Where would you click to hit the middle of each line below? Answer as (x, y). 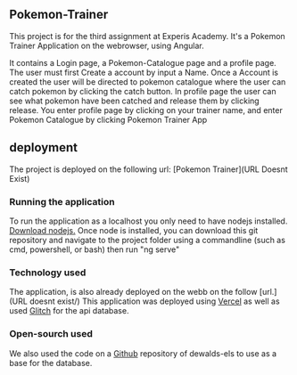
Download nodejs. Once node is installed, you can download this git (134, 230)
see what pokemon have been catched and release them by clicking (135, 101)
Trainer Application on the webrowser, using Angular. (107, 45)
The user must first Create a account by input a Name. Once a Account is (144, 72)
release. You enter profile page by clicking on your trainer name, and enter (146, 110)
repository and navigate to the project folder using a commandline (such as (147, 240)
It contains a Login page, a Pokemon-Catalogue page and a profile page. (143, 62)
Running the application (62, 201)
